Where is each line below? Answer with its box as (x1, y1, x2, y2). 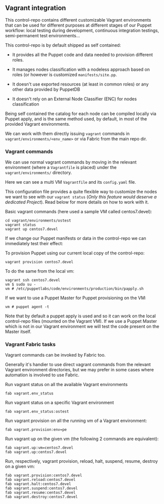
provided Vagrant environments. (5, 121, 70, 127)
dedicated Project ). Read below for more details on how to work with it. (5, 199, 149, 205)
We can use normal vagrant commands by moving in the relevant (5, 159, 137, 165)
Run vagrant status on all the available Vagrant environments (5, 382, 128, 388)
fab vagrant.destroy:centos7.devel (5, 495, 78, 500)
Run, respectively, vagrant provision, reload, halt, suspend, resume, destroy (5, 458, 158, 464)
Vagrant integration (5, 4, 66, 12)
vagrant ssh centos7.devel (5, 278, 60, 283)
